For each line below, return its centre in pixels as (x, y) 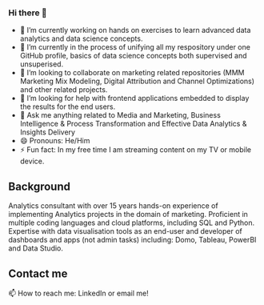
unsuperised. (42, 64)
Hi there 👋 (28, 13)
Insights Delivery (48, 132)
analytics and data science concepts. (81, 38)
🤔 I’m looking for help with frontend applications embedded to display (134, 98)
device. (32, 161)
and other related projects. (64, 90)
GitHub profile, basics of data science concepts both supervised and (133, 56)
